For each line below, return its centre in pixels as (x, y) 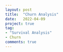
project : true (20, 24)
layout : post (19, 10)
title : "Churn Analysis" (32, 14)
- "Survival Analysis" (29, 33)
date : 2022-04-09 (25, 19)
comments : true (21, 42)
